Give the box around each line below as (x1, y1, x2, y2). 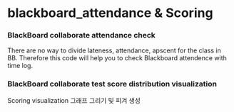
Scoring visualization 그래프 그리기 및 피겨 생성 (7, 96, 141, 104)
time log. (7, 62, 34, 70)
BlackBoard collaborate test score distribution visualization (7, 79, 218, 89)
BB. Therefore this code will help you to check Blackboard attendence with (7, 54, 227, 62)
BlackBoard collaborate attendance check (7, 30, 156, 40)
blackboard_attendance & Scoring (7, 5, 213, 21)
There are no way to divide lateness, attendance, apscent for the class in (7, 46, 221, 55)
